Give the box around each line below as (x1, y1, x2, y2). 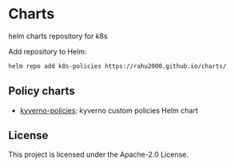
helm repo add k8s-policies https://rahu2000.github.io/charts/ (8, 62, 227, 70)
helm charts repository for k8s (8, 31, 108, 41)
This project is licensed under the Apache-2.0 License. (8, 149, 189, 160)
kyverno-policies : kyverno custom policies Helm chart (19, 105, 198, 115)
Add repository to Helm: (8, 46, 87, 56)
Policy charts (8, 85, 76, 98)
